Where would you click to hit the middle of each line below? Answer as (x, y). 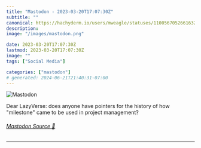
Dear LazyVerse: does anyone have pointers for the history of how (88, 106)
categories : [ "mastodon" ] (38, 72)
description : (22, 28)
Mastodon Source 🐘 (31, 126)
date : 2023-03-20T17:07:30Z (41, 45)
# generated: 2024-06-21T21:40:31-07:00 (57, 78)
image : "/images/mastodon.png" (45, 34)
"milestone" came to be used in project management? (72, 112)
